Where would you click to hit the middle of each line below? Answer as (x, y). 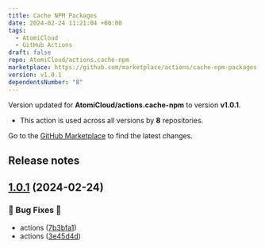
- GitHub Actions (44, 45)
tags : (17, 30)
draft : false (30, 52)
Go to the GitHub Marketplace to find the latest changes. (100, 135)
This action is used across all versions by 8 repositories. (111, 120)
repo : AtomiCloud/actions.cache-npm (69, 60)
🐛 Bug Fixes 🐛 (35, 210)
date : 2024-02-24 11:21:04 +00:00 (65, 23)
